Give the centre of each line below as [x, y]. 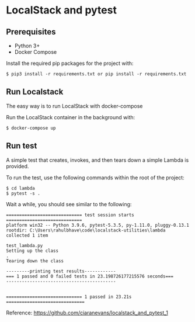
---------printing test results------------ [61, 271]
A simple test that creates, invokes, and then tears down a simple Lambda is [97, 160]
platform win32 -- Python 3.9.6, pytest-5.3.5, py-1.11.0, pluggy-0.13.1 [98, 225]
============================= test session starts [70, 215]
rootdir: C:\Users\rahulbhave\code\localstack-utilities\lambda [86, 230]
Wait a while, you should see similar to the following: [69, 204]
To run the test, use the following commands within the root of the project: [95, 177]
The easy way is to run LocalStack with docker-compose [74, 106]
